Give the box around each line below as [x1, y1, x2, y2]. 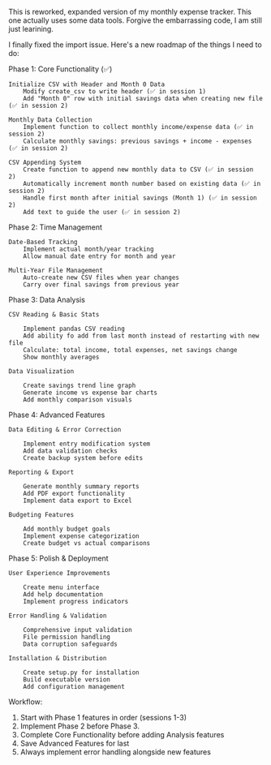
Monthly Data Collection [8, 116, 92, 124]
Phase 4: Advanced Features [8, 410, 105, 419]
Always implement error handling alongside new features [19, 747, 211, 757]
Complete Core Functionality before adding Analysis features [19, 730, 225, 739]
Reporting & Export [8, 468, 75, 476]
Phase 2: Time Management [8, 222, 103, 232]
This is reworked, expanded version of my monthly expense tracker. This [8, 7, 252, 16]
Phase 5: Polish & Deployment [8, 553, 109, 563]
